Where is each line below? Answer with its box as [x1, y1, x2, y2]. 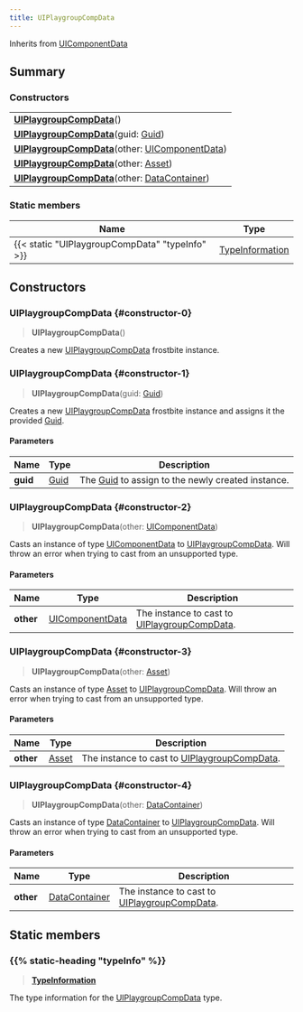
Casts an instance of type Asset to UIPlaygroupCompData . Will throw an [9, 683, 278, 694]
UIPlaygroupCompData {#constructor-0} [9, 306, 192, 319]
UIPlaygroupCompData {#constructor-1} [9, 367, 190, 380]
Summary [9, 64, 66, 79]
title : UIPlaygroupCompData [9, 13, 115, 23]
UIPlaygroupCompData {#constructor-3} [9, 645, 192, 658]
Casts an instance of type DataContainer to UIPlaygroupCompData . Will [9, 817, 275, 828]
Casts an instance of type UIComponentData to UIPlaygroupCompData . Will [9, 539, 290, 550]
